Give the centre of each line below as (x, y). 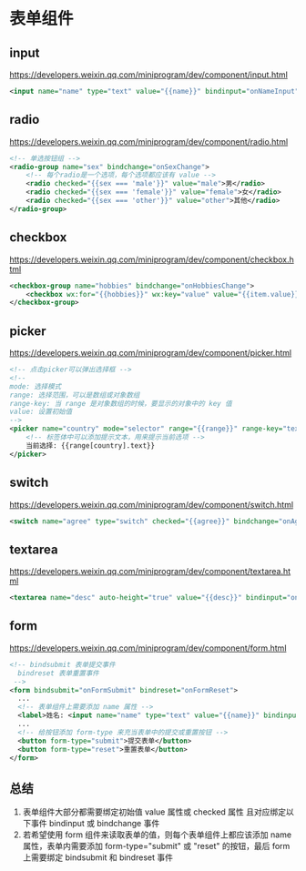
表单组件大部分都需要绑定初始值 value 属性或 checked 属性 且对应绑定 (154, 812)
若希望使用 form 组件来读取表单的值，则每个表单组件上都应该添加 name (157, 835)
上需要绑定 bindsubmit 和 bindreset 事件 (97, 857)
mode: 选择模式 (36, 386)
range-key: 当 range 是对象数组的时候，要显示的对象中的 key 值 (121, 403)
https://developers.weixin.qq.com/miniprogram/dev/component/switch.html (152, 504)
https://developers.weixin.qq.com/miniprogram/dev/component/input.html (149, 75)
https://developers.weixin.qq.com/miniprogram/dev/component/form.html (148, 648)
